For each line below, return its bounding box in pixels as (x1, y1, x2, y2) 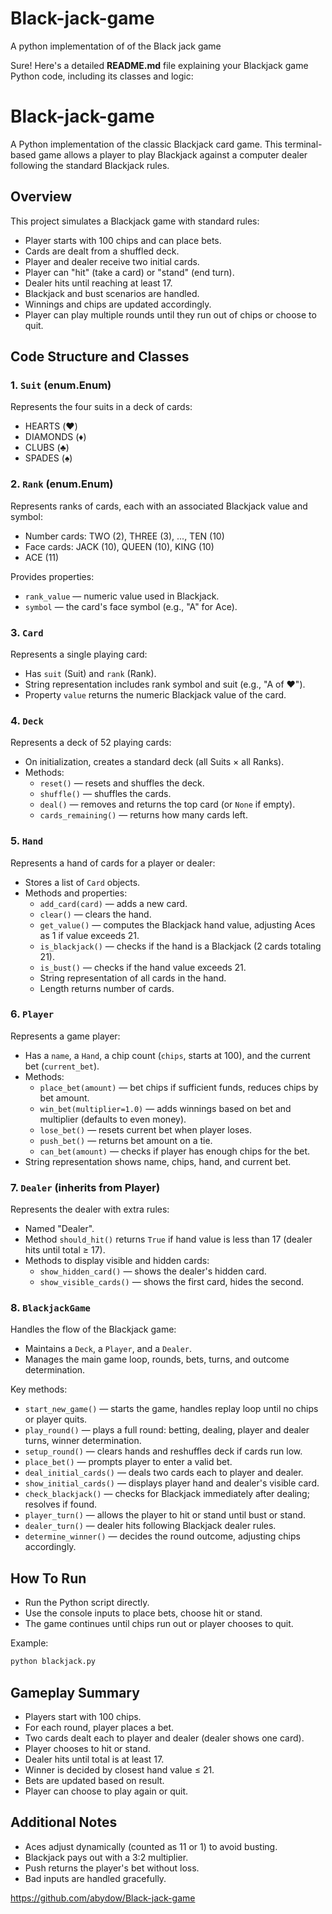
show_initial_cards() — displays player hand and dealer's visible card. (24, 1477, 320, 1489)
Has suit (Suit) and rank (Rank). (24, 667, 157, 679)
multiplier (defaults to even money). (39, 1113, 187, 1125)
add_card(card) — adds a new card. (39, 897, 188, 909)
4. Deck (10, 713, 44, 727)
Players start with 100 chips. (24, 1710, 142, 1722)
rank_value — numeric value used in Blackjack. (24, 590, 220, 602)
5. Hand (10, 834, 44, 848)
